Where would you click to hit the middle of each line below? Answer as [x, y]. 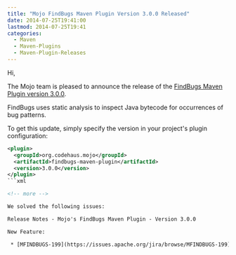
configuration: [27, 136]
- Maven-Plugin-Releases [50, 53]
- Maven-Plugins [37, 46]
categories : [25, 33]
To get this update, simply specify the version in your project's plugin [107, 128]
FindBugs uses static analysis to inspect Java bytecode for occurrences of [115, 107]
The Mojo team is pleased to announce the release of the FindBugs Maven [115, 86]
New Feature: [26, 232]
